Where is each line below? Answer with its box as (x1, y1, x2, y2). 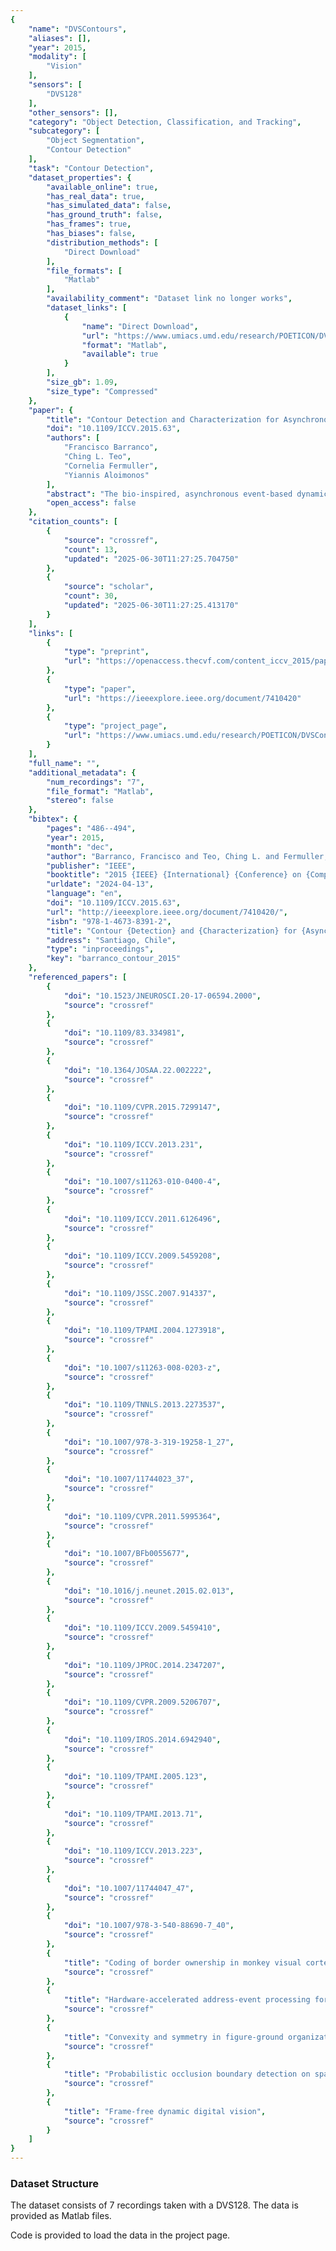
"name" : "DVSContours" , (28, 24, 128, 34)
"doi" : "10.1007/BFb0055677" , (63, 1549, 190, 1559)
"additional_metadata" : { (28, 767, 137, 778)
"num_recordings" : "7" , (46, 777, 145, 787)
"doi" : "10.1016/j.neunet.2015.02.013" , (63, 1586, 235, 1596)
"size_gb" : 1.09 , (46, 377, 118, 387)
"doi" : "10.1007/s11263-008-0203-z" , (63, 1362, 222, 1373)
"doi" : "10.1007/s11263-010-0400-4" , (63, 1177, 222, 1187)
